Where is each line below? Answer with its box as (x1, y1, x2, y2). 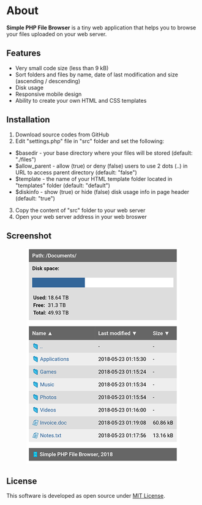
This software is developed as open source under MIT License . (6, 492, 165, 499)
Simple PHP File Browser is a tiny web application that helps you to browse (6, 24, 196, 31)
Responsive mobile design (15, 90, 82, 98)
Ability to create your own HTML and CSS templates (15, 97, 147, 104)
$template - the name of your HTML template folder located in (15, 175, 173, 182)
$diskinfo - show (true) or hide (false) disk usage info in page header (15, 188, 190, 196)
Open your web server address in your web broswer (15, 213, 147, 220)
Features (6, 48, 41, 59)
